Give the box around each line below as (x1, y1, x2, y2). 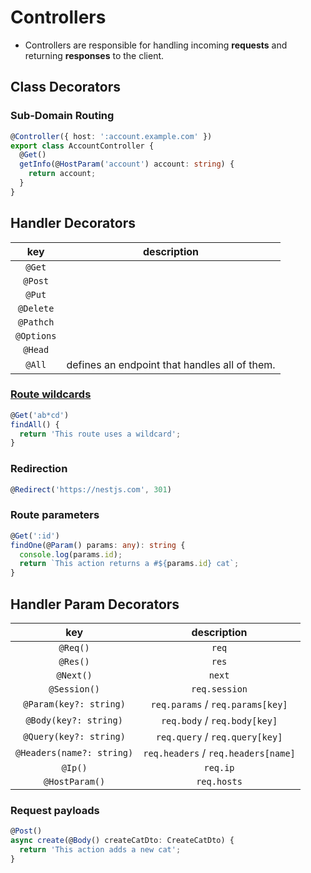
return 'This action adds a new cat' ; (19, 845, 182, 855)
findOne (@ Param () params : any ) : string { (10, 540, 186, 550)
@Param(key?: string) (23, 699, 126, 710)
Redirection (10, 462, 68, 476)
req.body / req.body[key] (160, 714, 278, 728)
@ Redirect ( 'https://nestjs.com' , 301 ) (10, 484, 172, 495)
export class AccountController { (10, 141, 155, 151)
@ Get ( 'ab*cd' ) (10, 410, 70, 420)
